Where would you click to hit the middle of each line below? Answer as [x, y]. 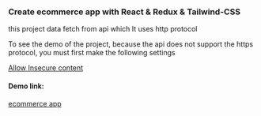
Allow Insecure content [46, 68]
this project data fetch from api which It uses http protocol [103, 29]
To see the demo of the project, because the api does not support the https [131, 44]
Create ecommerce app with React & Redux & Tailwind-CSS [125, 12]
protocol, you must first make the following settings [92, 53]
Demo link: [26, 86]
